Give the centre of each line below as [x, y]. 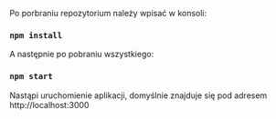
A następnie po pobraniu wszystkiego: [82, 55]
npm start [31, 77]
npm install [36, 35]
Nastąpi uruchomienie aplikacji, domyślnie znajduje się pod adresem [138, 95]
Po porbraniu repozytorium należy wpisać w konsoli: [108, 13]
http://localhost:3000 [49, 104]
